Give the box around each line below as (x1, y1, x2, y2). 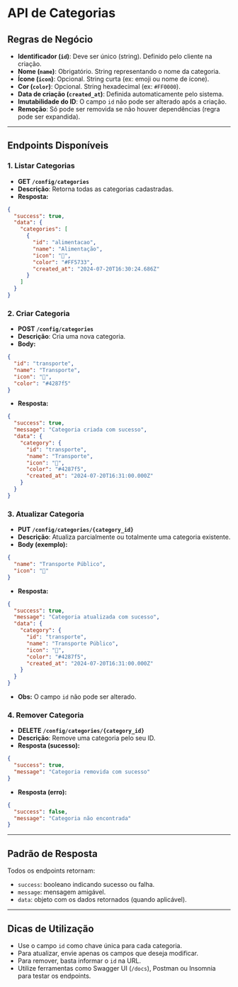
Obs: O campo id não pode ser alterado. (17, 692, 137, 701)
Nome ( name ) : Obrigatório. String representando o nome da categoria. (17, 67, 221, 75)
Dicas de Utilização (7, 922, 94, 934)
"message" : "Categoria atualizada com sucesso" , (13, 614, 160, 621)
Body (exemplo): (17, 540, 68, 549)
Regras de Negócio (7, 33, 93, 45)
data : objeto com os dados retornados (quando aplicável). (17, 895, 187, 904)
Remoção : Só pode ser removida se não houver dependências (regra (17, 105, 220, 113)
